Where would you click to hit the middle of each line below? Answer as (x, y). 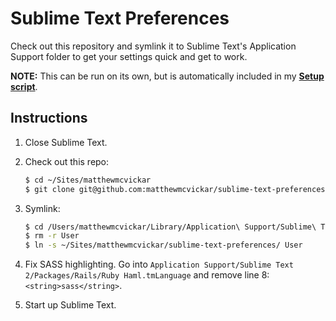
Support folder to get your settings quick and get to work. (129, 56)
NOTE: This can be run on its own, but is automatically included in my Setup (167, 76)
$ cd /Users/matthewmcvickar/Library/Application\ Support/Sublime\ (170, 227)
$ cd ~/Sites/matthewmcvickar (88, 180)
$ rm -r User (52, 236)
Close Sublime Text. (66, 142)
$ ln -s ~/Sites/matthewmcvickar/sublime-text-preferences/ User (163, 245)
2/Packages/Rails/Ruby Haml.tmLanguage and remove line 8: (147, 275)
